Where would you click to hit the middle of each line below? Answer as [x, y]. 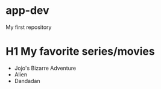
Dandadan [27, 81]
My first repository [29, 27]
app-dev [27, 11]
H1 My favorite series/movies [80, 51]
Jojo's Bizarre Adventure [45, 68]
